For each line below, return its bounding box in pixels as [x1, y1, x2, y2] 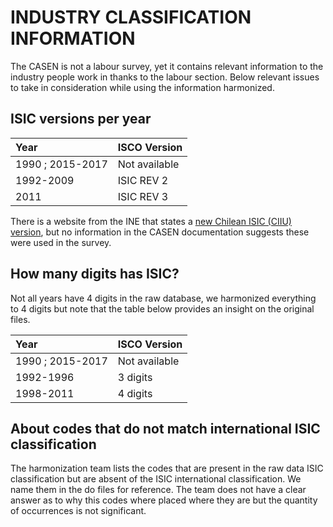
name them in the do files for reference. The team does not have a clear [10, 484, 307, 496]
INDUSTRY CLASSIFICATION [10, 6, 252, 29]
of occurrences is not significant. [10, 505, 147, 517]
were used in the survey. [10, 236, 112, 248]
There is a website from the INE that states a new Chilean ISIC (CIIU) [10, 215, 292, 227]
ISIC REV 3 [117, 189, 169, 203]
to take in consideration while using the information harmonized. [10, 81, 275, 93]
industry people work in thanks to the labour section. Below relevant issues [10, 71, 320, 83]
